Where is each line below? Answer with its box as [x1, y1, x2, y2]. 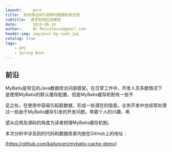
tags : [5, 41, 17, 46]
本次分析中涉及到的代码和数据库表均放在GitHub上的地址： [5, 131, 128, 137]
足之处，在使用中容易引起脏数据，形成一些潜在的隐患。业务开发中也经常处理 [5, 102, 167, 108]
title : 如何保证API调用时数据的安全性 [5, 12, 80, 17]
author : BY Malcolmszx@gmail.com [5, 27, 86, 32]
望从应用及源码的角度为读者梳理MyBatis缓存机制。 [5, 120, 113, 126]
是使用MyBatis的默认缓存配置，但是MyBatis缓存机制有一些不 [5, 92, 134, 98]
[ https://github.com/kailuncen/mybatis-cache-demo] [5, 141, 117, 147]
